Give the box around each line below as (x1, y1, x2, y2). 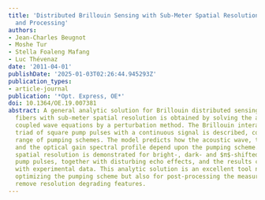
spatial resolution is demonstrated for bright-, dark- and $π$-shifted (15, 150, 259, 158)
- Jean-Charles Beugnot (8, 33, 87, 42)
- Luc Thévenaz (8, 56, 58, 64)
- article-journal (8, 84, 69, 93)
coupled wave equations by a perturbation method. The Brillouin (15, 121, 235, 129)
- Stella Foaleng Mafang (8, 48, 90, 56)
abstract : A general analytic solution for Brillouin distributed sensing (8, 107, 259, 115)
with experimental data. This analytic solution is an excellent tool (15, 165, 252, 173)
